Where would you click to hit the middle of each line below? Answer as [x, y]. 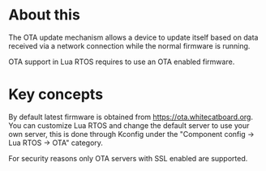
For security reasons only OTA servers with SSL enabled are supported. [128, 158]
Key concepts [56, 94]
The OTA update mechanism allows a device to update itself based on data [133, 37]
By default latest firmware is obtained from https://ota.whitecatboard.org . [131, 117]
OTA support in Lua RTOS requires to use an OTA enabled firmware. [122, 62]
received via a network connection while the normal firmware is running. [129, 45]
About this [45, 15]
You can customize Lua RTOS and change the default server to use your [129, 125]
